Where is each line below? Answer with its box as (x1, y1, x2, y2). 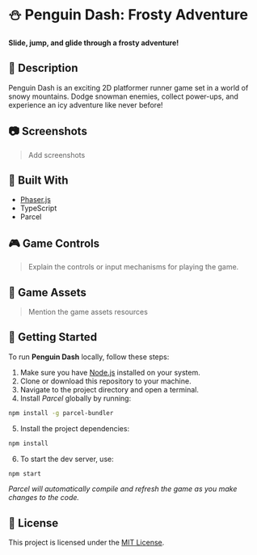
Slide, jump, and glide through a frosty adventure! (8, 37, 179, 48)
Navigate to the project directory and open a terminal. (19, 384, 200, 394)
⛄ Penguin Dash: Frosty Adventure (8, 6, 249, 24)
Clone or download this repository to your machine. (19, 376, 192, 386)
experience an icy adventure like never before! (8, 100, 163, 109)
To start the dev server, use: (19, 454, 115, 464)
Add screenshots (27, 150, 86, 159)
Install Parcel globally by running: (19, 393, 132, 403)
